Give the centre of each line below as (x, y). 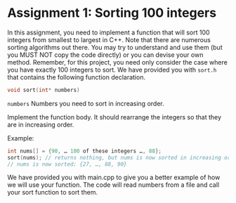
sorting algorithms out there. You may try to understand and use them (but (115, 47)
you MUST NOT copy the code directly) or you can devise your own (105, 55)
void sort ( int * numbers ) (44, 90)
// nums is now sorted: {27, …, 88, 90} (67, 164)
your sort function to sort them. (53, 192)
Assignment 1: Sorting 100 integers (112, 13)
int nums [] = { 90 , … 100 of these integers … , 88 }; (84, 151)
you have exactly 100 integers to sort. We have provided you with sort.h (112, 70)
